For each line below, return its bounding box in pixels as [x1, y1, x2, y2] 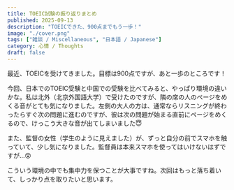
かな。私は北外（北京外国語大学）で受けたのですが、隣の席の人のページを [7, 92, 221, 101]
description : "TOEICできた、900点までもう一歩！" [7, 23, 142, 30]
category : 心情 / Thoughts [7, 43, 84, 50]
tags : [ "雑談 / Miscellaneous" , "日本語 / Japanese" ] [7, 36, 162, 43]
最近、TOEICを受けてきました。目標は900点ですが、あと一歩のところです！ [7, 69, 227, 78]
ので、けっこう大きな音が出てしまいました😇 [13, 119, 142, 127]
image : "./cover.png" [7, 29, 71, 37]
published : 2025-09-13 [7, 17, 73, 24]
